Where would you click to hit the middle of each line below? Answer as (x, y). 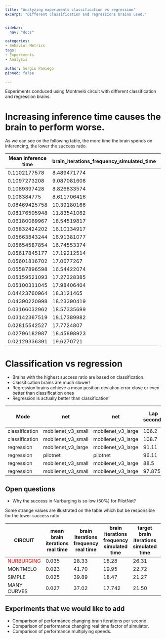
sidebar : (14, 28)
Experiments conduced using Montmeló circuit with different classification (81, 91)
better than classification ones (43, 393)
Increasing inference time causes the (83, 116)
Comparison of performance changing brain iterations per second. (80, 621)
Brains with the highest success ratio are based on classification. (78, 377)
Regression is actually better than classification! (61, 398)
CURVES (18, 592)
